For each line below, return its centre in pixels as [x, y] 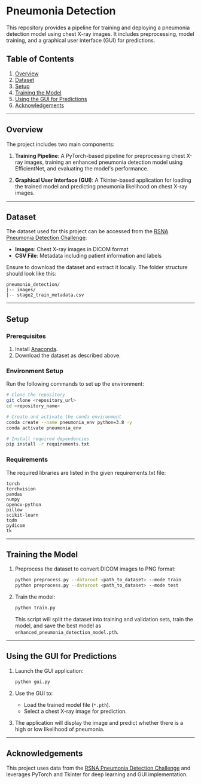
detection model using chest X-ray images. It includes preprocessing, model [100, 33]
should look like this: [31, 274]
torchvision [21, 489]
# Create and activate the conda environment [64, 417]
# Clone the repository [36, 395]
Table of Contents [40, 59]
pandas [14, 494]
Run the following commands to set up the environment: [75, 384]
